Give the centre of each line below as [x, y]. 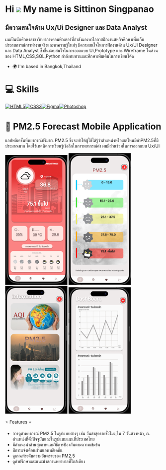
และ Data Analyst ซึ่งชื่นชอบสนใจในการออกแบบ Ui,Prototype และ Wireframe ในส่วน [82, 50]
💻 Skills [22, 89]
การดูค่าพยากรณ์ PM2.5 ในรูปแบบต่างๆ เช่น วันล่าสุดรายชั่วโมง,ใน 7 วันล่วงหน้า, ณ [81, 433]
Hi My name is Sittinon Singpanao [80, 9]
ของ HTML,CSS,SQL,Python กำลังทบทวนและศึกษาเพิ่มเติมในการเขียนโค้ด [70, 56]
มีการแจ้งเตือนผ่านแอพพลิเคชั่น [38, 450]
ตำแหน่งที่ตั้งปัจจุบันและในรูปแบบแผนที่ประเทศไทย [54, 439]
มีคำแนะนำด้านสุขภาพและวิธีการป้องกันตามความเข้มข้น [56, 444]
